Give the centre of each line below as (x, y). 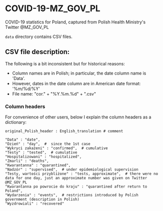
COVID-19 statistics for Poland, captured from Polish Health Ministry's (75, 22)
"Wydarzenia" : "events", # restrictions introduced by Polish (72, 195)
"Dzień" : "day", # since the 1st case (48, 144)
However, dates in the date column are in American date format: (76, 83)
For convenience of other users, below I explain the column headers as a (78, 117)
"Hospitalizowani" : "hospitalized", (43, 157)
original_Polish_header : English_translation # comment (64, 131)
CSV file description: (37, 52)
